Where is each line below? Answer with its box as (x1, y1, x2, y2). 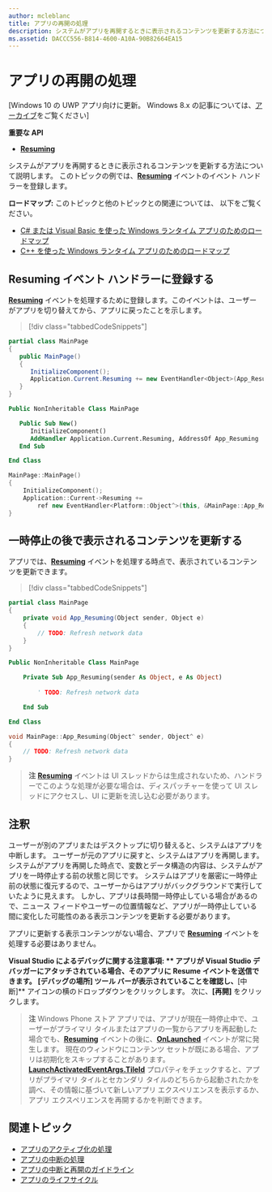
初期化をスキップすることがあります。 (42, 1055, 170, 1064)
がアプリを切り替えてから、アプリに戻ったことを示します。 (8, 305, 206, 315)
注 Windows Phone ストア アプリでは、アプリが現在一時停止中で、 (28, 1014, 253, 1023)
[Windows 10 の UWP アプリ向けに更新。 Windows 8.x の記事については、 (8, 101, 256, 110)
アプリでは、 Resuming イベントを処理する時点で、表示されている (8, 557, 229, 567)
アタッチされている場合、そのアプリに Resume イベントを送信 (43, 966, 253, 975)
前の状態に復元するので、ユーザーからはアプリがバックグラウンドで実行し (8, 881, 257, 890)
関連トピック (8, 1121, 73, 1135)
